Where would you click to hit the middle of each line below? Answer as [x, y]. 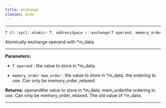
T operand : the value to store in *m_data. [54, 66]
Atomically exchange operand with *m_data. [50, 42]
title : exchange [22, 10]
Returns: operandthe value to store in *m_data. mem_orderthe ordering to [80, 90]
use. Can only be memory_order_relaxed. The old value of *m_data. [74, 96]
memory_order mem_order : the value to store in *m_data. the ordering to [84, 75]
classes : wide [20, 14]
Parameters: [18, 56]
